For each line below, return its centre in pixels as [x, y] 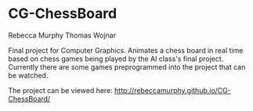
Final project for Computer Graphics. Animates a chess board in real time [126, 50]
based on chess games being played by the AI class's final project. [116, 59]
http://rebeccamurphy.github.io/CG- [173, 90]
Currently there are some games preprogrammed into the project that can [127, 66]
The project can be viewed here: [61, 90]
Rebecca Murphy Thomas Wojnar [62, 35]
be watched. [28, 75]
